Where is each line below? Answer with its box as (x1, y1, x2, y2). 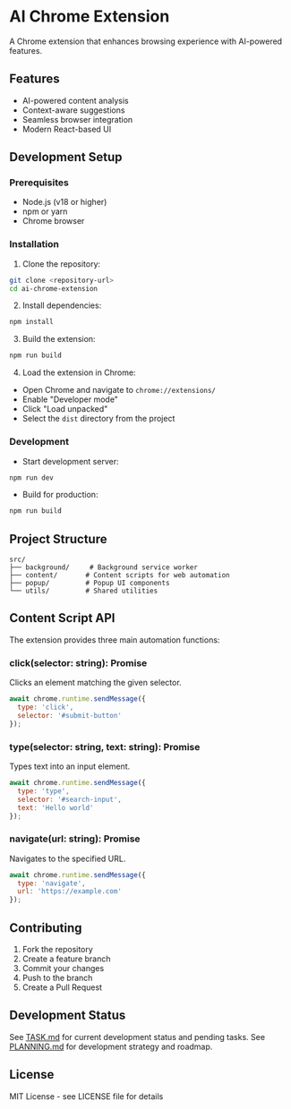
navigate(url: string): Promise (9, 832, 141, 845)
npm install (9, 318, 54, 327)
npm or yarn (21, 206, 68, 217)
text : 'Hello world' (17, 803, 94, 812)
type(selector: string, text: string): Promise (9, 740, 201, 753)
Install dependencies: (21, 300, 102, 311)
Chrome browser (21, 216, 85, 226)
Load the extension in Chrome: (21, 367, 136, 378)
